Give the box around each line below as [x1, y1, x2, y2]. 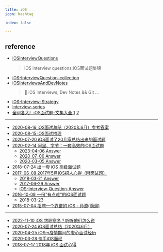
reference [5, 42, 35, 51]
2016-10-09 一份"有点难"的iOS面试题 [12, 192, 86, 197]
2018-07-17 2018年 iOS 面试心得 [12, 242, 77, 248]
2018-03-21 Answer [19, 176, 59, 181]
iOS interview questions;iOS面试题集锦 [24, 65, 101, 71]
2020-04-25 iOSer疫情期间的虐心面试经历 [12, 230, 97, 236]
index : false [5, 20, 32, 25]
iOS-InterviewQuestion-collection [12, 75, 79, 81]
